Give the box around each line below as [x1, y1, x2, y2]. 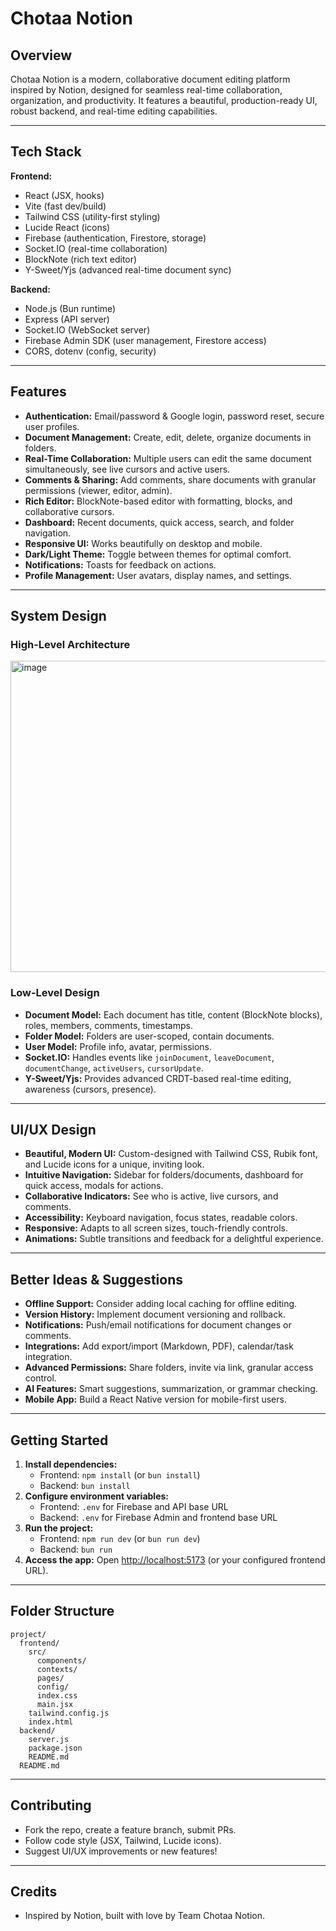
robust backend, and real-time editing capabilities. [10, 105, 218, 117]
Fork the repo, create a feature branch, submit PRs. [24, 1823, 237, 1836]
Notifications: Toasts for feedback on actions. [24, 558, 217, 571]
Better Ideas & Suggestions [10, 1271, 183, 1288]
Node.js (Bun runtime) [24, 302, 117, 314]
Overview [10, 47, 73, 64]
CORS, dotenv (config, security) [24, 345, 157, 357]
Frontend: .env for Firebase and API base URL [39, 1501, 229, 1513]
